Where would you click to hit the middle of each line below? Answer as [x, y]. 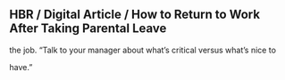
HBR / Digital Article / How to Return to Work [135, 15]
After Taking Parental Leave [88, 29]
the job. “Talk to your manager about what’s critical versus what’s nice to [143, 50]
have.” [21, 67]
